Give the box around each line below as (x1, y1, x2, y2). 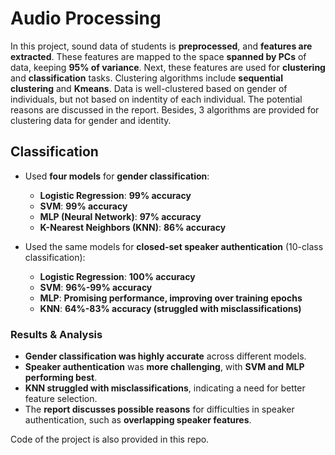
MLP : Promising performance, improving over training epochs (39, 292, 303, 304)
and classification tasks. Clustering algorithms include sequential (10, 72, 283, 84)
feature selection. (24, 393, 98, 405)
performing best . (24, 372, 98, 384)
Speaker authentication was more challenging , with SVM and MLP (24, 361, 305, 373)
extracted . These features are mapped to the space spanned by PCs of (10, 50, 307, 62)
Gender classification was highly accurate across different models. (24, 350, 307, 362)
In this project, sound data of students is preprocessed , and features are (10, 40, 313, 52)
